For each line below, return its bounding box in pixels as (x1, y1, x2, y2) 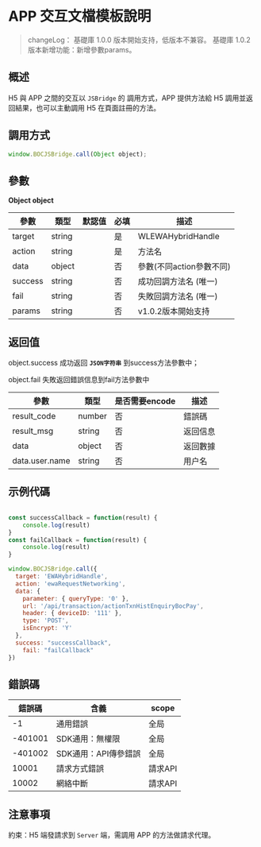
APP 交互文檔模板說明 (8, 7, 152, 25)
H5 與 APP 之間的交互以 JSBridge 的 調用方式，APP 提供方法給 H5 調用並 (8, 93, 247, 102)
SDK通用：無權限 (56, 733, 121, 745)
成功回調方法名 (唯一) (137, 276, 218, 287)
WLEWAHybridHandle (137, 231, 220, 242)
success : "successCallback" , (15, 639, 112, 647)
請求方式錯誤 (56, 764, 105, 775)
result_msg (12, 426, 54, 437)
